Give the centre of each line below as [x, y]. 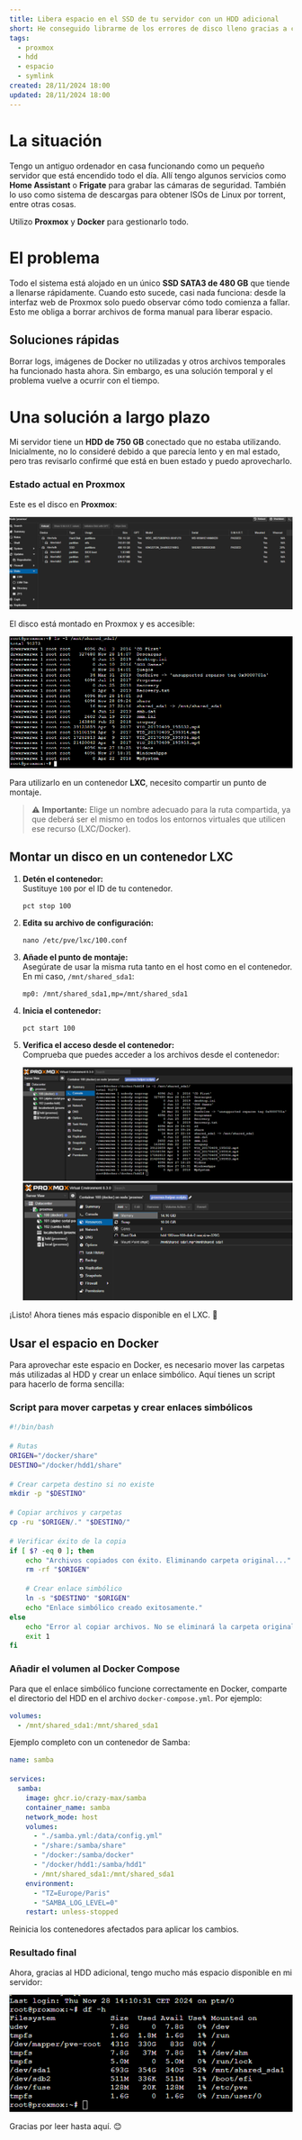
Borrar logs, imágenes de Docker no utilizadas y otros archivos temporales [147, 361]
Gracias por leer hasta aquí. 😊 [66, 2126]
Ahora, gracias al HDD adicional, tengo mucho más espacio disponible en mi [151, 1972]
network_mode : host [62, 1817]
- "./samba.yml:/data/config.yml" [98, 1836]
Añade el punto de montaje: [75, 957]
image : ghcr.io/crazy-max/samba [86, 1798]
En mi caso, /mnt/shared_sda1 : [78, 976]
